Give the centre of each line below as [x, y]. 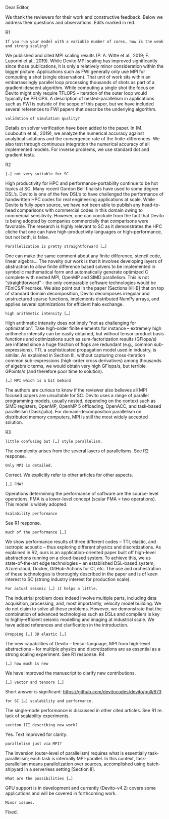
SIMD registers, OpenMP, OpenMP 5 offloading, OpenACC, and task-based [83, 406]
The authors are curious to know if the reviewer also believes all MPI [76, 390]
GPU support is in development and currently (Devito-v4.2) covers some [81, 788]
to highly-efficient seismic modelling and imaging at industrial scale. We [80, 619]
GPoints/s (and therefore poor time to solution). [54, 371]
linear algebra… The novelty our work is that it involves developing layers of [84, 261]
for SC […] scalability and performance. [49, 701]
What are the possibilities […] [39, 778]
